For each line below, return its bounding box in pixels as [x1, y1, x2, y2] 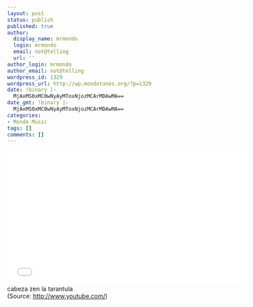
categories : [7, 112, 41, 119]
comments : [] [7, 131, 45, 138]
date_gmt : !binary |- [7, 99, 69, 106]
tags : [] [7, 125, 32, 132]
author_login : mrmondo [7, 61, 72, 68]
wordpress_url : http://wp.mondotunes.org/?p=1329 [7, 80, 152, 87]
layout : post [7, 10, 45, 17]
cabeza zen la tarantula [7, 285, 73, 293]
